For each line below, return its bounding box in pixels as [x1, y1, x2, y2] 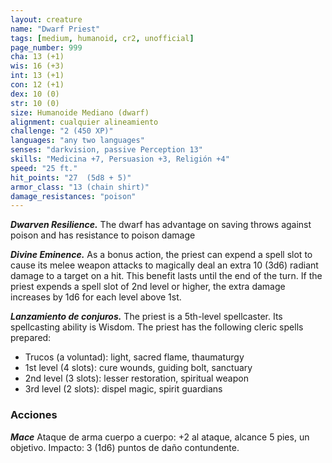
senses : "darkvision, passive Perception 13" [10, 145, 203, 155]
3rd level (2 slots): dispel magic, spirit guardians [24, 383, 223, 395]
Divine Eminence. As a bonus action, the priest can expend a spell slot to [10, 249, 313, 261]
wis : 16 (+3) [10, 61, 65, 71]
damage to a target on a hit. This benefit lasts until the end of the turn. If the [10, 270, 323, 282]
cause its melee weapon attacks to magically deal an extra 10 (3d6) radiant [10, 259, 319, 271]
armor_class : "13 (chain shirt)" [10, 182, 150, 192]
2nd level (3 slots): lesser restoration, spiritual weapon [24, 372, 249, 385]
